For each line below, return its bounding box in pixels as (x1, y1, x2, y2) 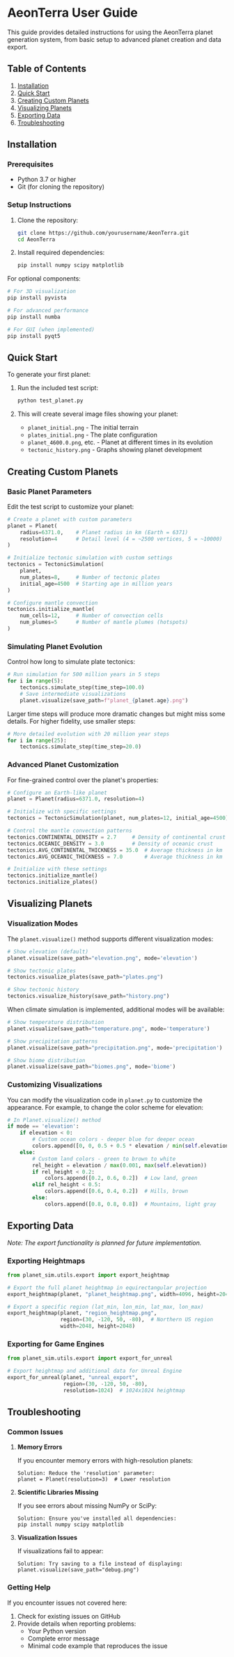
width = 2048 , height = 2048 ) (60, 1323, 136, 1330)
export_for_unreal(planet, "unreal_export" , (7, 1374, 139, 1381)
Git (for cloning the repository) (17, 182, 105, 191)
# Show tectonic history (7, 986, 79, 993)
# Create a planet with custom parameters (7, 515, 132, 523)
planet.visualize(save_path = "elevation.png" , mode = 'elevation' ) (7, 954, 198, 962)
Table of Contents (7, 63, 87, 75)
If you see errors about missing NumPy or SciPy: (17, 1502, 157, 1510)
